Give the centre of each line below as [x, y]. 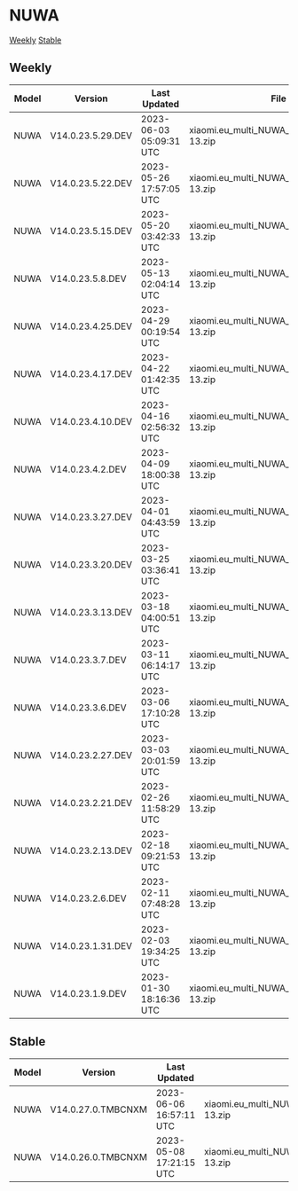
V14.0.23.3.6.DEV [88, 708]
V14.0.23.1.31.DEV [91, 945]
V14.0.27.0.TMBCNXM [99, 1109]
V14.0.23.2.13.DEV [91, 850]
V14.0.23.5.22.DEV [91, 183]
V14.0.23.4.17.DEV [91, 373]
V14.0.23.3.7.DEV [88, 660]
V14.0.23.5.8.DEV [88, 278]
